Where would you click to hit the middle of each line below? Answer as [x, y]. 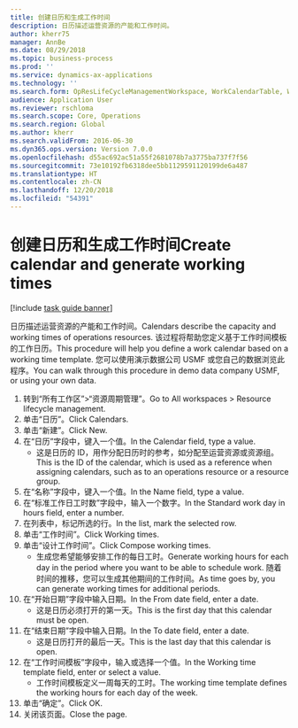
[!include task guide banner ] [61, 307]
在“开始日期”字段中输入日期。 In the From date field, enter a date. [141, 599]
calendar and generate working [128, 264]
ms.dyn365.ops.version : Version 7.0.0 [81, 149]
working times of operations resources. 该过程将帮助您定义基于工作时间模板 [149, 337]
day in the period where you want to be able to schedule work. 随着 [159, 567]
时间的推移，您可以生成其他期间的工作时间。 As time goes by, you [156, 578]
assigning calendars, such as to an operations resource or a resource [162, 471]
